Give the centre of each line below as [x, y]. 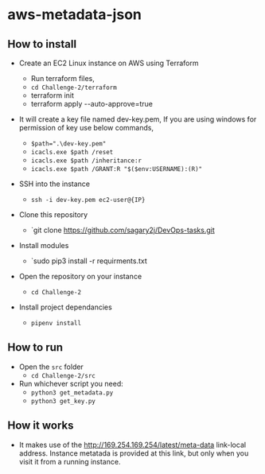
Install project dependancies [65, 307]
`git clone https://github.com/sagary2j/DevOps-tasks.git [123, 230]
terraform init [53, 95]
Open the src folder [51, 367]
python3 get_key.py [63, 401]
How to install [42, 44]
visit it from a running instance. [70, 461]
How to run [35, 348]
